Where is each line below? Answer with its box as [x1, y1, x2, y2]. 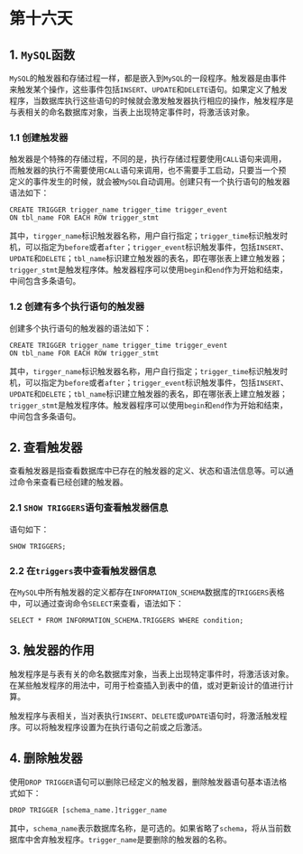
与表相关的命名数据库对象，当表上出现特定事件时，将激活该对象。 [9, 107, 254, 117]
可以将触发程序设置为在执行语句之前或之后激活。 [24, 721, 207, 732]
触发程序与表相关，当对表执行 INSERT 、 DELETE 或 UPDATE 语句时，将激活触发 [9, 710, 280, 721]
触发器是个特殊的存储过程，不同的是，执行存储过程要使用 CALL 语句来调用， [9, 154, 287, 164]
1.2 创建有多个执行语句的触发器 [9, 300, 145, 313]
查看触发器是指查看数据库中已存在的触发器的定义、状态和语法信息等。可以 [9, 465, 286, 476]
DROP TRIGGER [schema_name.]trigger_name [9, 805, 168, 814]
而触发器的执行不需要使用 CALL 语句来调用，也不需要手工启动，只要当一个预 [9, 164, 287, 176]
